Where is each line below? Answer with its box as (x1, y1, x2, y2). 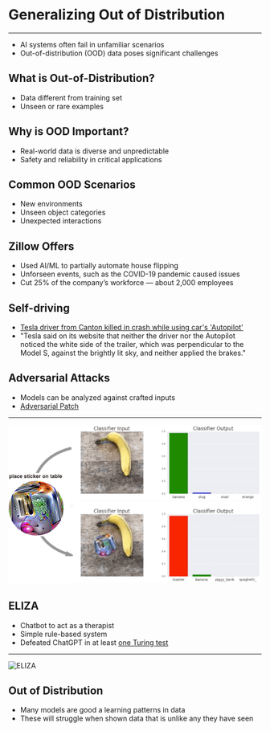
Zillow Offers (8, 239, 75, 253)
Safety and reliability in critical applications (19, 154, 162, 164)
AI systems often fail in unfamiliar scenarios (19, 39, 165, 49)
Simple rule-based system (19, 629, 108, 639)
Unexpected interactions (19, 216, 102, 226)
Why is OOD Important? (8, 125, 129, 138)
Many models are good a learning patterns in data (19, 705, 186, 715)
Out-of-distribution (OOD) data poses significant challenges (19, 48, 219, 58)
